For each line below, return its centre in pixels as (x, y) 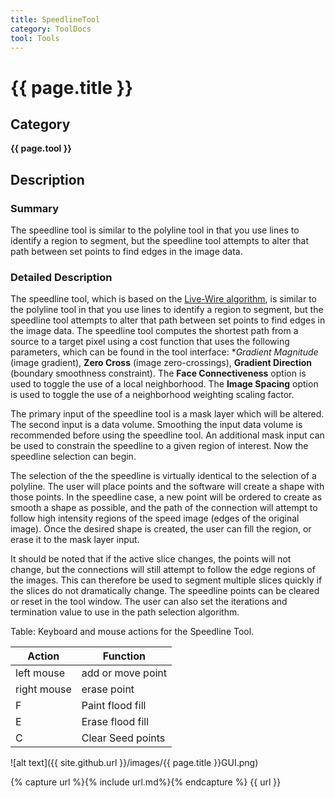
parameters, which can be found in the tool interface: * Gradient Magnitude (164, 352)
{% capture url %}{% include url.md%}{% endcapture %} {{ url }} (146, 782)
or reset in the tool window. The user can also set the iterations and (149, 602)
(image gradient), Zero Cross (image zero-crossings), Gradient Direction (161, 363)
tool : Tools (35, 38)
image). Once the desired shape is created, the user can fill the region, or (161, 529)
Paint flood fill (114, 706)
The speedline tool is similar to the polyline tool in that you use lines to (155, 230)
